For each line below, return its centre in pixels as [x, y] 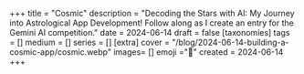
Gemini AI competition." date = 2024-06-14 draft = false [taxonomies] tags [150, 32]
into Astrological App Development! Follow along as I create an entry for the [152, 23]
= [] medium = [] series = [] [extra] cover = [90, 42]
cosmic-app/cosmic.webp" [61, 52]
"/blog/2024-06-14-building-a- [231, 42]
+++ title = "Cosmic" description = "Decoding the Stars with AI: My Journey [152, 13]
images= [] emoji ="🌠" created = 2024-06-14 [199, 52]
